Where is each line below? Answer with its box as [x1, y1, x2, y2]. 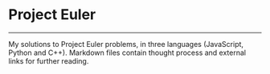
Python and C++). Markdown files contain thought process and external [8, 48, 247, 57]
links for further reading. [8, 56, 89, 65]
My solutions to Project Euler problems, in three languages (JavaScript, [8, 39, 243, 49]
